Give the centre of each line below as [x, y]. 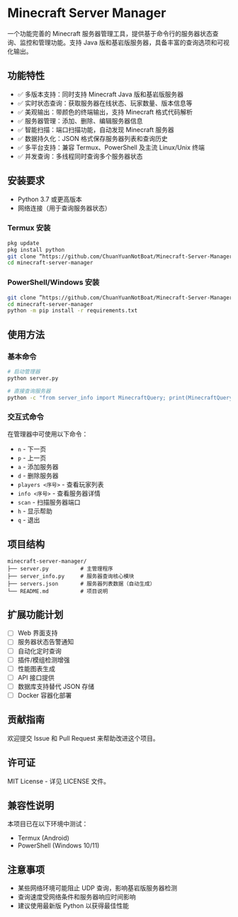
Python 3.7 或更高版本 [50, 199]
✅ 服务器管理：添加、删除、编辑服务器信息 [80, 120]
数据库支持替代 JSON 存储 [56, 686]
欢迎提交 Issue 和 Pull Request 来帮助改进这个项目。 [83, 738]
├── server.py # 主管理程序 [60, 568]
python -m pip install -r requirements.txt [73, 311]
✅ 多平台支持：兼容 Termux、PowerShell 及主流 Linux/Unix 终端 [111, 147]
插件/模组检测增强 [44, 660]
